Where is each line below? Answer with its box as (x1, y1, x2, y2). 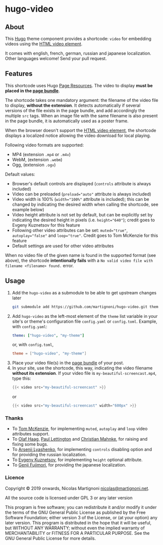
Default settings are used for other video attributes (12, 243, 114, 249)
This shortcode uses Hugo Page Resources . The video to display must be (5, 82, 153, 88)
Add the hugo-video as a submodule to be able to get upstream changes (12, 290, 157, 295)
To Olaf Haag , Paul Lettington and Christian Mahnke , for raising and (12, 436, 147, 442)
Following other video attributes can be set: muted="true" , (12, 227, 128, 233)
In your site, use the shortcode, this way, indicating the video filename (12, 365, 153, 371)
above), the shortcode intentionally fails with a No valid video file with (5, 257, 153, 263)
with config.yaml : (12, 323, 48, 330)
